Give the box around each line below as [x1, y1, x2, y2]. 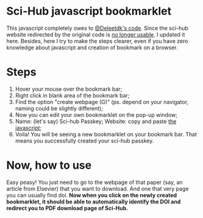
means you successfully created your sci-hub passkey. [15, 137, 154, 144]
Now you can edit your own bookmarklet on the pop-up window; [15, 111, 178, 118]
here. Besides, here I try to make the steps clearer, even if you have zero [6, 37, 188, 44]
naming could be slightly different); [15, 105, 104, 112]
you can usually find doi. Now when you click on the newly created [6, 191, 177, 199]
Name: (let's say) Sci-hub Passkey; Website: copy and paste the [15, 118, 177, 125]
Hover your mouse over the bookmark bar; [15, 85, 123, 93]
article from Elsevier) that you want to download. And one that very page [6, 185, 189, 192]
